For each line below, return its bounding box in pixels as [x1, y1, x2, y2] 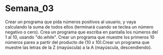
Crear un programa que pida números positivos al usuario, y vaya [5, 19, 136, 25]
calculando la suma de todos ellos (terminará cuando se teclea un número [5, 24, 154, 29]
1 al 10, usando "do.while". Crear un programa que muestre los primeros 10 [5, 34, 155, 40]
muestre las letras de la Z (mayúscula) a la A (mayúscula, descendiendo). [5, 44, 152, 50]
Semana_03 [5, 3, 54, 14]
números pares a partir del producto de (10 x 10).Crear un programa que [5, 39, 150, 45]
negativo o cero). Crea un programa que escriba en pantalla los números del [5, 29, 158, 35]
